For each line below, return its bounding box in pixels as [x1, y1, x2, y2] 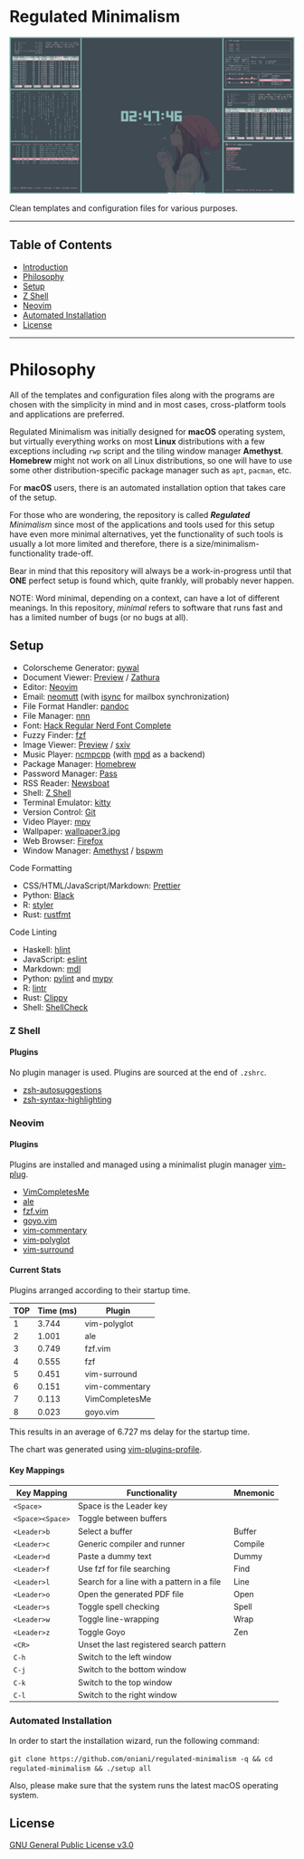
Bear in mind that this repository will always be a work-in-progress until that [9, 565, 292, 576]
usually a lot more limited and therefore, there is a [9, 538, 195, 549]
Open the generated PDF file [78, 1588, 184, 1599]
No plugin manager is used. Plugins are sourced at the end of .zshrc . [9, 1067, 267, 1078]
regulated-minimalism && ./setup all [9, 1764, 152, 1773]
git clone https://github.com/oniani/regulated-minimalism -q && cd [9, 1754, 273, 1763]
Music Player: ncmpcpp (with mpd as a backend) [22, 749, 205, 760]
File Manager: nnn [22, 710, 90, 721]
